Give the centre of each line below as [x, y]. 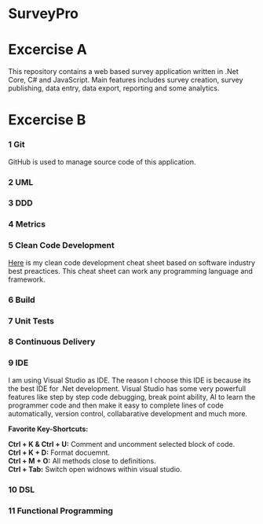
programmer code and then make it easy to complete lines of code [116, 405]
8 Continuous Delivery [52, 341]
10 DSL [22, 489]
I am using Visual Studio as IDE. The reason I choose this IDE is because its [130, 380]
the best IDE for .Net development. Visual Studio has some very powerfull [127, 388]
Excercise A [48, 50]
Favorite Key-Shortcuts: [48, 429]
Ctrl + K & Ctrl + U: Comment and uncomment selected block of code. [122, 444]
